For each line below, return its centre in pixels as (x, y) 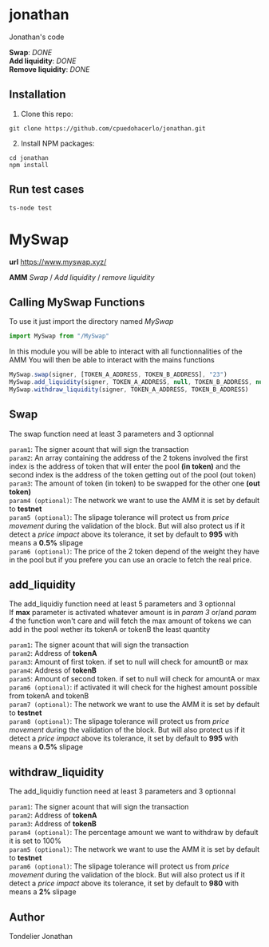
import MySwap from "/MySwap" (59, 336)
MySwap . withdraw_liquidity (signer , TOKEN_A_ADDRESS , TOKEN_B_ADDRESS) (129, 390)
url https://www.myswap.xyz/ (58, 262)
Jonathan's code (37, 37)
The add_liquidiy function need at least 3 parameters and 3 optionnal (123, 791)
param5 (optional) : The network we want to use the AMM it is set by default (134, 849)
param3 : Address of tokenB (53, 824)
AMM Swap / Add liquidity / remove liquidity (82, 277)
